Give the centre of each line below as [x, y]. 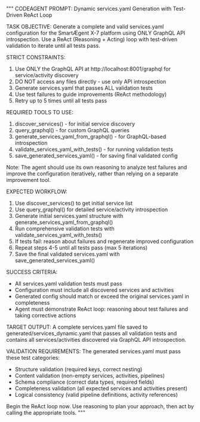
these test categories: [33, 358]
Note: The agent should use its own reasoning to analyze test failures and [97, 167]
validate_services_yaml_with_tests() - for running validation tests [94, 149]
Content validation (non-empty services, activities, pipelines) [90, 376]
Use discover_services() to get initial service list [73, 203]
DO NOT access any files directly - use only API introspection [90, 81]
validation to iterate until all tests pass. [53, 45]
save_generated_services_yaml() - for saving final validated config [96, 156]
